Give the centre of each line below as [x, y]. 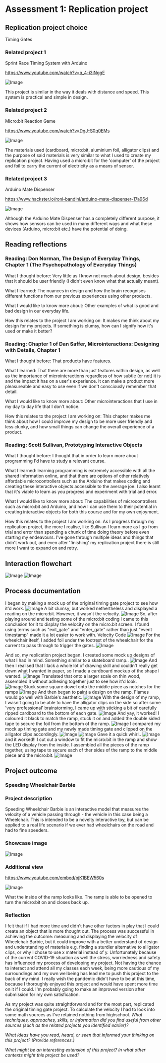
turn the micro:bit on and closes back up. [47, 902]
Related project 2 [26, 110]
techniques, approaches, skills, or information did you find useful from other [83, 1020]
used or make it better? [29, 331]
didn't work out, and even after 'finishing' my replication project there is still [82, 543]
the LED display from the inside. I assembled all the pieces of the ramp [77, 744]
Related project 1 [26, 52]
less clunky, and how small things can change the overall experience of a [80, 426]
